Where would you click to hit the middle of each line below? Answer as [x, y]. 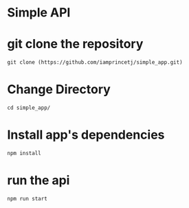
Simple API [39, 13]
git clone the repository [75, 44]
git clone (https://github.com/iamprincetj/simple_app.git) [95, 62]
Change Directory [59, 90]
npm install [24, 153]
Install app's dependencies [86, 135]
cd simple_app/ [29, 108]
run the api [38, 181]
